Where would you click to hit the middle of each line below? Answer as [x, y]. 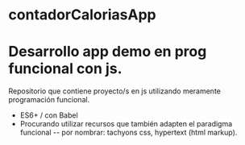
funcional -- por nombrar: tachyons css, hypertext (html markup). [129, 133]
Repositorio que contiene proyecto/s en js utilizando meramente [115, 91]
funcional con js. [65, 69]
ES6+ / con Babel [49, 115]
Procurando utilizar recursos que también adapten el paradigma [126, 124]
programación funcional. [49, 100]
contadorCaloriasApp [82, 15]
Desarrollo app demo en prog [108, 52]
